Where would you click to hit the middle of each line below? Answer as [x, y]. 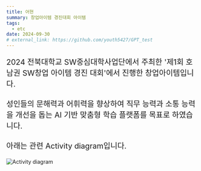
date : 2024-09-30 [28, 34]
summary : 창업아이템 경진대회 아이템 [46, 18]
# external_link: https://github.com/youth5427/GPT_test [80, 40]
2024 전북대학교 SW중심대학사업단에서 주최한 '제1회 [95, 62]
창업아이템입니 [170, 73]
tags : [13, 23]
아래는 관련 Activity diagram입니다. [67, 146]
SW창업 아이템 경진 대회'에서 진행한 [83, 73]
